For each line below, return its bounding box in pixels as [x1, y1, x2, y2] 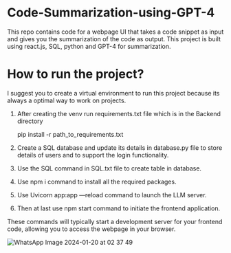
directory [16, 117, 43, 125]
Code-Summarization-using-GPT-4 [7, 5, 215, 21]
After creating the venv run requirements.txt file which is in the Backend [16, 109, 221, 118]
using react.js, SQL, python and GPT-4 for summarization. [7, 42, 171, 50]
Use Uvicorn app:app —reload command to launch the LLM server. [16, 190, 207, 199]
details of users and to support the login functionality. [16, 151, 169, 159]
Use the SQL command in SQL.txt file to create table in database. [16, 164, 201, 173]
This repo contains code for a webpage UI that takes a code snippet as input [7, 27, 224, 36]
